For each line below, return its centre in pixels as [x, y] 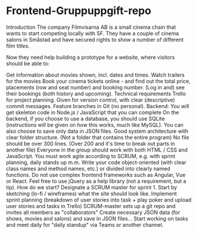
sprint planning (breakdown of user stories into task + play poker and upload [99, 200]
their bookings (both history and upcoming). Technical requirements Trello [96, 93]
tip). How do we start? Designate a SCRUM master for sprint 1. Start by [92, 187]
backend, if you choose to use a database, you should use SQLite [86, 118]
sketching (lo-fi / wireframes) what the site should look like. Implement [92, 193]
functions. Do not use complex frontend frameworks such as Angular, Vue [96, 175]
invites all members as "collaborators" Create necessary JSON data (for [93, 212]
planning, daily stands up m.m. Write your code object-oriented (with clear [96, 162]
